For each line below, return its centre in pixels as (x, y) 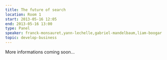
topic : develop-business (31, 38)
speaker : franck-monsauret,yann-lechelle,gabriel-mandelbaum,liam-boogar (84, 33)
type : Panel (17, 28)
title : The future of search (35, 10)
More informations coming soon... (40, 52)
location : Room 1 (23, 14)
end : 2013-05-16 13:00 (29, 24)
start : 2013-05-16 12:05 (31, 19)
